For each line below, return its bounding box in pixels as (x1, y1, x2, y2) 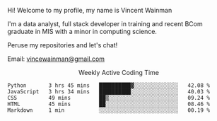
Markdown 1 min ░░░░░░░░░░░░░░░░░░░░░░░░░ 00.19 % (7, 107, 211, 114)
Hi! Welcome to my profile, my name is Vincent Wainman (7, 6, 172, 14)
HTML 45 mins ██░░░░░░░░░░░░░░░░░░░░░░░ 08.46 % (7, 100, 211, 108)
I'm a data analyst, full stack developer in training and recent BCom (7, 20, 203, 28)
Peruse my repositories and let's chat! (7, 41, 118, 49)
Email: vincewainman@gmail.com (7, 54, 105, 63)
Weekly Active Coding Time (78, 69, 159, 76)
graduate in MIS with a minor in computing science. (7, 28, 158, 35)
